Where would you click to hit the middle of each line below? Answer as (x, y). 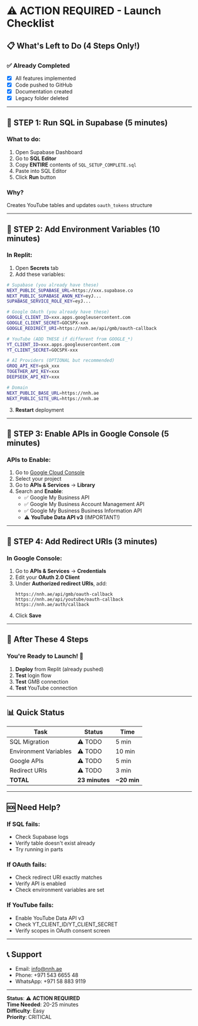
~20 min (127, 780)
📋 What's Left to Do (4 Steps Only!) (73, 46)
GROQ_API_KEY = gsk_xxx (33, 366)
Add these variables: (40, 274)
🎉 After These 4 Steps (48, 639)
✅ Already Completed (38, 65)
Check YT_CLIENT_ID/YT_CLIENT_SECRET (66, 924)
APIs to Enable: (29, 459)
